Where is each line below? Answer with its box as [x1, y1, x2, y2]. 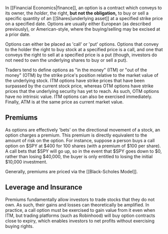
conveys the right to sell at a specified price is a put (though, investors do [5, 52, 157, 58]
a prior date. [5, 32, 31, 37]
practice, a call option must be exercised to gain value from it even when [5, 207, 155, 213]
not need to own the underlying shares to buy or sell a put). [5, 57, 128, 63]
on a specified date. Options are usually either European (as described [5, 21, 151, 27]
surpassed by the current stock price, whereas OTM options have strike [5, 83, 154, 89]
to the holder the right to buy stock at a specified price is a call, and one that [5, 47, 163, 52]
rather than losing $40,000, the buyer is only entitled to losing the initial [5, 153, 153, 159]
